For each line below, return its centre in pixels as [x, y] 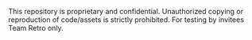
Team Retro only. [36, 28]
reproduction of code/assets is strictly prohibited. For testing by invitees [126, 20]
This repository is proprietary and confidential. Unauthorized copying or [126, 11]
